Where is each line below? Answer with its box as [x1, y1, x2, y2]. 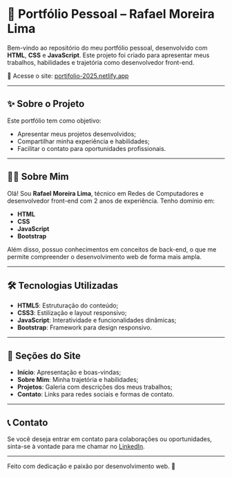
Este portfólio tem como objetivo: [7, 116, 101, 125]
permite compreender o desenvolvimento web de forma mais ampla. [7, 252, 202, 261]
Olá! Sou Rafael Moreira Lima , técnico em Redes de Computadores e [7, 189, 204, 197]
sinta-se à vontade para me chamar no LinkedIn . [7, 443, 145, 450]
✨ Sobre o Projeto [7, 98, 85, 110]
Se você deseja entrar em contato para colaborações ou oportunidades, [7, 435, 213, 443]
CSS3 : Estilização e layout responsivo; [17, 309, 127, 317]
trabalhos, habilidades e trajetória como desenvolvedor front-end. [7, 58, 195, 66]
